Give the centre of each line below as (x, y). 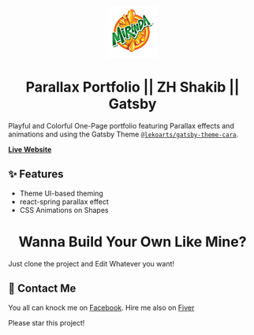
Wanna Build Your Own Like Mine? (133, 242)
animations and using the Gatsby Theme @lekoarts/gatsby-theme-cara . (123, 134)
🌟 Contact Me (42, 289)
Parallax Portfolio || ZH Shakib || (133, 87)
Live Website (30, 149)
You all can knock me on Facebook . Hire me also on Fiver (101, 307)
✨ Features (36, 175)
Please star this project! (47, 322)
